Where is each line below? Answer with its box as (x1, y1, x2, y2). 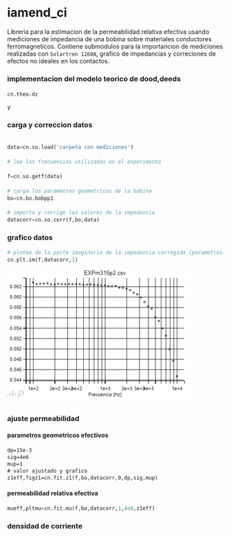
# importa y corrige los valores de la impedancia (7, 209, 155, 216)
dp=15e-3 (7, 447, 32, 454)
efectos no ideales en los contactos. (7, 56, 110, 65)
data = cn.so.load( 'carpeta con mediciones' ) (7, 144, 134, 151)
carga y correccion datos (7, 120, 93, 130)
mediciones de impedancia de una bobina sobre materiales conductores (7, 34, 212, 43)
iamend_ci (7, 5, 67, 21)
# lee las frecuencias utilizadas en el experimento (7, 158, 162, 166)
